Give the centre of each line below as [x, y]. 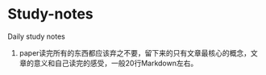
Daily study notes [36, 36]
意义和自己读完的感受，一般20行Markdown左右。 [116, 63]
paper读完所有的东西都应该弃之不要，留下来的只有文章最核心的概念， [135, 52]
